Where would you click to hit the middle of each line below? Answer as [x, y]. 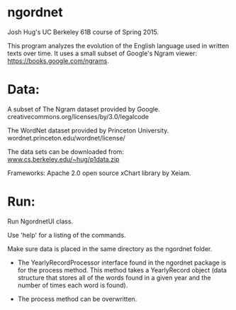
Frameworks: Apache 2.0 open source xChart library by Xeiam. [99, 173]
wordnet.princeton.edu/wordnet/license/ [66, 138]
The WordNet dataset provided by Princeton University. [88, 130]
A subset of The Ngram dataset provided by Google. [84, 109]
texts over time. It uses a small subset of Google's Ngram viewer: [102, 53]
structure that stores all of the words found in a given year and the [114, 277]
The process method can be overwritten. [77, 299]
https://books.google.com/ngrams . [58, 60]
